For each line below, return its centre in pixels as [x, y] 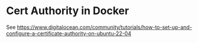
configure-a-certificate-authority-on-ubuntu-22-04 [69, 33]
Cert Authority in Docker [68, 11]
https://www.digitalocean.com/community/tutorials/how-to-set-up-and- [104, 27]
